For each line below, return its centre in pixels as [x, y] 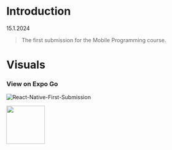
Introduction [39, 11]
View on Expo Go [32, 84]
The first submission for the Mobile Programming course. [94, 40]
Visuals [26, 65]
